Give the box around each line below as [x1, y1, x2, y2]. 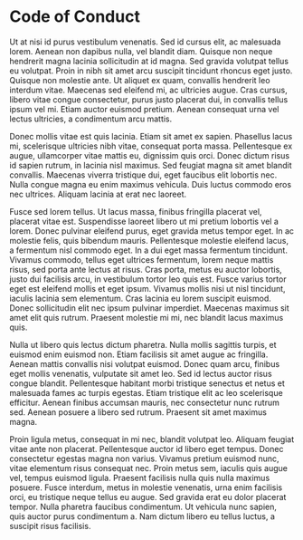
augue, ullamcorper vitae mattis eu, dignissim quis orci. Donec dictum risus [9, 149, 290, 160]
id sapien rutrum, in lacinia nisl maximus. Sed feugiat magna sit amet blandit [9, 159, 292, 170]
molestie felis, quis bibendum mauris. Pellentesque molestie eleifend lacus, [9, 235, 289, 246]
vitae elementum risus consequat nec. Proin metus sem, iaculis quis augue [9, 462, 288, 473]
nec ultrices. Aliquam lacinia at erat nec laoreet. [9, 188, 187, 199]
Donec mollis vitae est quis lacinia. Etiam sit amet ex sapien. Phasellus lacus [9, 130, 293, 141]
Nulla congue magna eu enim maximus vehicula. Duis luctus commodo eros [9, 178, 292, 189]
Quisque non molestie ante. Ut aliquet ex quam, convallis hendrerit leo [9, 74, 270, 85]
